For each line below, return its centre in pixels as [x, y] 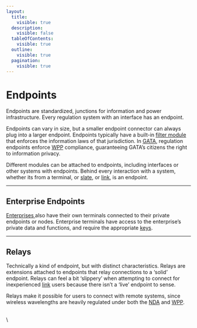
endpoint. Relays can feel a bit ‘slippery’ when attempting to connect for [93, 278]
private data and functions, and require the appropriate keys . [79, 228]
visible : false [35, 33]
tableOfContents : [33, 39]
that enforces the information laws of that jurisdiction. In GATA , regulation [95, 141]
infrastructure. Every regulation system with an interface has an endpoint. [95, 117]
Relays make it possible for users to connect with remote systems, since [93, 296]
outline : [22, 50]
